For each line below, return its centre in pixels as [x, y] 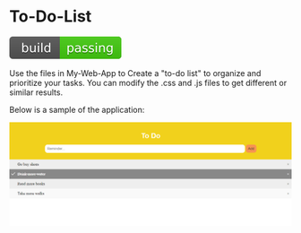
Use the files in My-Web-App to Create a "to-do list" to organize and [135, 73]
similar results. [36, 92]
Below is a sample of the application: [77, 109]
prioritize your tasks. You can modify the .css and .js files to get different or [148, 82]
